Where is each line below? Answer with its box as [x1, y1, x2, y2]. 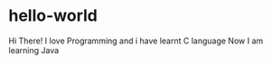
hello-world [8, 5, 98, 26]
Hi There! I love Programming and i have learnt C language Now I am [8, 35, 264, 46]
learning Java [8, 44, 60, 55]
